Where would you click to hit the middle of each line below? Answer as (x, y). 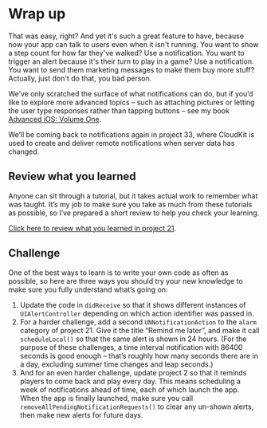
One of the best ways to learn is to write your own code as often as (118, 273)
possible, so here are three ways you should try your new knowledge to (126, 281)
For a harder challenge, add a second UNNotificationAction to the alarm (138, 322)
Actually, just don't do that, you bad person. (80, 78)
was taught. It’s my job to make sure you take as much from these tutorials (130, 204)
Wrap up (37, 14)
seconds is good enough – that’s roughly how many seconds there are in (139, 355)
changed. (24, 151)
